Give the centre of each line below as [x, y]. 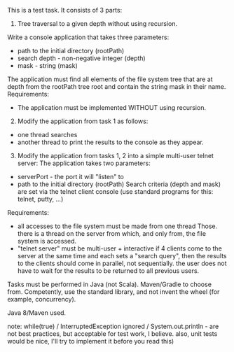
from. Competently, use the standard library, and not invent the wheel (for [113, 292]
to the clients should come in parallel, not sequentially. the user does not [122, 263]
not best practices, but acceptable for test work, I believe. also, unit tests [112, 334]
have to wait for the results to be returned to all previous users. [108, 271]
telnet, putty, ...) [40, 199]
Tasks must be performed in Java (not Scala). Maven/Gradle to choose [110, 284]
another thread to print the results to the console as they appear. [111, 142]
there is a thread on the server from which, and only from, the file [112, 233]
